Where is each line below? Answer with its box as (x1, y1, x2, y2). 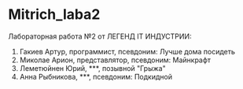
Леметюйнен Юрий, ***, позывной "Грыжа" (19, 63, 167, 72)
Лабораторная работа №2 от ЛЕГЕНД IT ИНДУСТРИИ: (8, 32, 192, 41)
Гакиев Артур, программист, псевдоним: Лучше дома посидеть (19, 46, 236, 56)
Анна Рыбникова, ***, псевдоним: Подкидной (19, 72, 173, 81)
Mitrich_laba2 (8, 6, 101, 24)
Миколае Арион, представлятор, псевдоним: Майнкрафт (19, 55, 211, 65)
